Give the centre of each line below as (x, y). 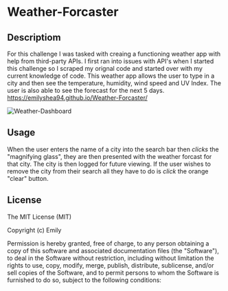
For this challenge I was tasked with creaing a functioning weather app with (114, 54)
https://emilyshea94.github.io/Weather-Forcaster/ (77, 98)
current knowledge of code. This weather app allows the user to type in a (111, 76)
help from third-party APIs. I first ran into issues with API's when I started (111, 61)
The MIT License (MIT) (39, 217)
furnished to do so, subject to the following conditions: (84, 280)
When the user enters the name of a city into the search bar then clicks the (113, 149)
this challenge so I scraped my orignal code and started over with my (105, 68)
